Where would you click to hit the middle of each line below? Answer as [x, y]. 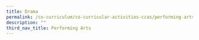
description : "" [26, 22]
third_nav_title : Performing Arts [49, 28]
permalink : [20, 17]
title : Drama [22, 11]
